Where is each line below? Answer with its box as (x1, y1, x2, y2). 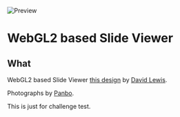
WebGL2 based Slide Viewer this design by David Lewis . (7, 76, 168, 83)
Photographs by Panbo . (7, 89, 74, 97)
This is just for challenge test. (7, 103, 91, 110)
